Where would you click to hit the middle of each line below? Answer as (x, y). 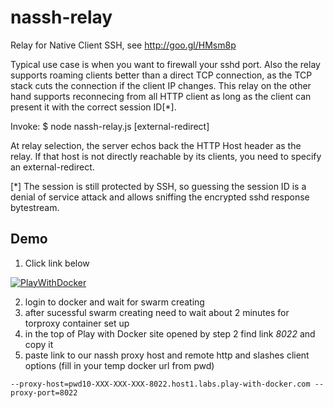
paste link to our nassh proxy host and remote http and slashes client (167, 355)
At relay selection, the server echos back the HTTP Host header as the (156, 145)
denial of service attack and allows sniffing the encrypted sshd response (160, 197)
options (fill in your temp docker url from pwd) (119, 365)
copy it (39, 344)
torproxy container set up (77, 323)
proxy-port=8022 (44, 392)
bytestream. (35, 207)
